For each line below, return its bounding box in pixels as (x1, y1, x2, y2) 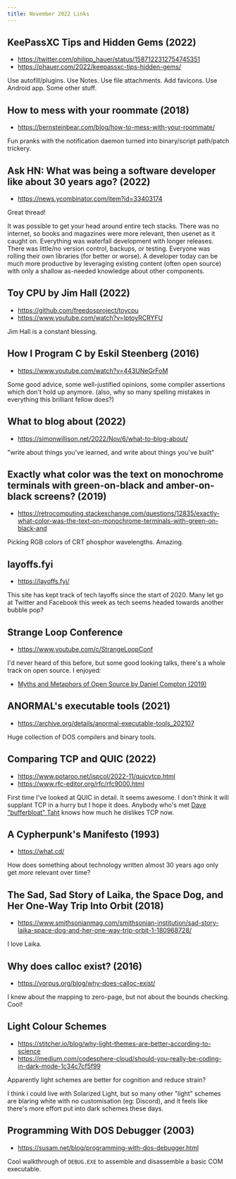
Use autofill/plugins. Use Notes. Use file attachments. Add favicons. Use (7, 76, 218, 85)
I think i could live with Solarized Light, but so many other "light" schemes (7, 1089, 221, 1098)
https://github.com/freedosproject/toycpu (17, 306, 139, 314)
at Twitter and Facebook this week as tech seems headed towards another (7, 598, 224, 607)
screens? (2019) (34, 490, 107, 502)
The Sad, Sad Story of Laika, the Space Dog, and (7, 889, 224, 901)
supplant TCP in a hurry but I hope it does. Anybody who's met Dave (7, 801, 206, 809)
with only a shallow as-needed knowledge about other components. (7, 267, 205, 275)
